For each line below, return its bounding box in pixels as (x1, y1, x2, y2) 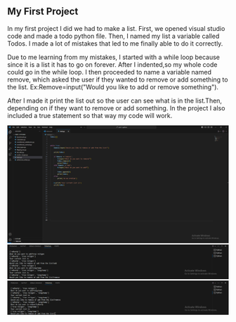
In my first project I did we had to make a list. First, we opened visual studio (7, 24, 225, 32)
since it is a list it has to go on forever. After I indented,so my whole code (7, 60, 218, 69)
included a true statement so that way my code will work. (7, 111, 173, 120)
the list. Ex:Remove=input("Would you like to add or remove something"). (7, 82, 219, 91)
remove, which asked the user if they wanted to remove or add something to (7, 75, 228, 84)
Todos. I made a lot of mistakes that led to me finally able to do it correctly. (7, 39, 223, 48)
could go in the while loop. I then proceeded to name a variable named (7, 67, 212, 76)
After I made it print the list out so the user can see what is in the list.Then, (7, 96, 223, 105)
